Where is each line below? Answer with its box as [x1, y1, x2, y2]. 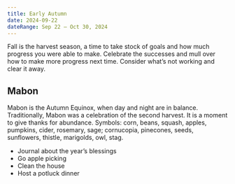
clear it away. [7, 64, 45, 73]
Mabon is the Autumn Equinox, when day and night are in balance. [7, 104, 198, 112]
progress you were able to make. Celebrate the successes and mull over [7, 50, 215, 58]
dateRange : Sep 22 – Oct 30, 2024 [7, 23, 108, 30]
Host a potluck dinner [17, 169, 80, 178]
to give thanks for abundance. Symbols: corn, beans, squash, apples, [7, 118, 207, 127]
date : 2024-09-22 [7, 17, 58, 24]
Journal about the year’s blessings [17, 147, 117, 155]
